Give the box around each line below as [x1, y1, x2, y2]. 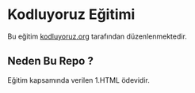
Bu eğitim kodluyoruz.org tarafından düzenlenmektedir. [7, 32, 187, 41]
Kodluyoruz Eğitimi [7, 6, 136, 24]
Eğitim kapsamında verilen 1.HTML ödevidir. [7, 75, 150, 84]
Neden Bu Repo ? [7, 54, 94, 68]
